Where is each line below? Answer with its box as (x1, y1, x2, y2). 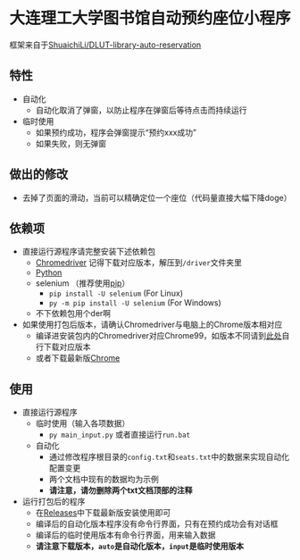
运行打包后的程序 (21, 497, 86, 507)
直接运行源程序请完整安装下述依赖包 (21, 247, 156, 257)
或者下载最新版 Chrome (35, 353, 121, 364)
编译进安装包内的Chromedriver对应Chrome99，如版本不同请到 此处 (35, 330, 283, 341)
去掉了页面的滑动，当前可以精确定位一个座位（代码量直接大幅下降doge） (21, 192, 292, 203)
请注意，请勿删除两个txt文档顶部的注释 (48, 485, 193, 496)
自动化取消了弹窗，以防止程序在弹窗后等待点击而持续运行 (35, 104, 247, 115)
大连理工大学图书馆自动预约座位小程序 (9, 8, 292, 29)
